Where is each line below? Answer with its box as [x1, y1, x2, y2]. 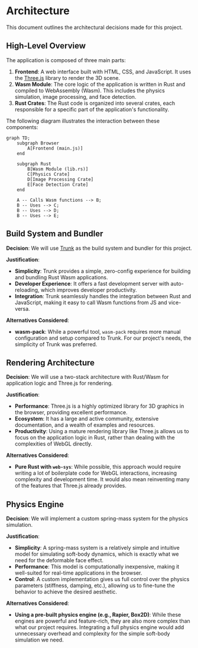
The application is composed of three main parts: [6, 56, 126, 63]
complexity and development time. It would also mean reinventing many [14, 476, 190, 483]
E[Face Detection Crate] [27, 182, 89, 188]
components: [6, 123, 38, 131]
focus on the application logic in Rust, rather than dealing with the [14, 434, 176, 441]
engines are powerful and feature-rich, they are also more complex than [14, 617, 190, 625]
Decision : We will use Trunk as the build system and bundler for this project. [6, 244, 192, 252]
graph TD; [6, 135, 31, 141]
